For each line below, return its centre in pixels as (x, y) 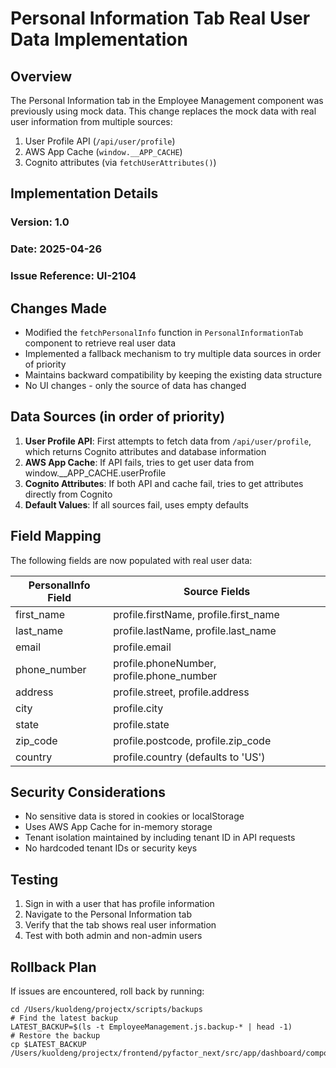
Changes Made (58, 308)
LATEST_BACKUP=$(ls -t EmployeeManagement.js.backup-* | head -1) (151, 1027)
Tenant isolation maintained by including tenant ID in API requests (160, 838)
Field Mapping (56, 536)
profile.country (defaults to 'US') (189, 757)
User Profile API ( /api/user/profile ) (100, 141)
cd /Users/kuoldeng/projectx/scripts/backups (106, 1010)
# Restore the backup (55, 1036)
